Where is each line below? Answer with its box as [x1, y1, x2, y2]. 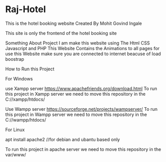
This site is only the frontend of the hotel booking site [5, 30, 117, 36]
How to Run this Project [5, 66, 55, 72]
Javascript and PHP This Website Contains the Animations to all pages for [5, 45, 160, 51]
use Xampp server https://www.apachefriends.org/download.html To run [5, 85, 157, 92]
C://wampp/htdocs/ [5, 116, 47, 123]
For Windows [5, 75, 33, 82]
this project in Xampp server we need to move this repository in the [5, 91, 146, 97]
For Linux [5, 127, 25, 133]
